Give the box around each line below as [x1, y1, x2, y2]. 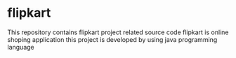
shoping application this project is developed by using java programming [7, 35, 218, 43]
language [7, 43, 34, 51]
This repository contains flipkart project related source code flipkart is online [7, 28, 229, 36]
